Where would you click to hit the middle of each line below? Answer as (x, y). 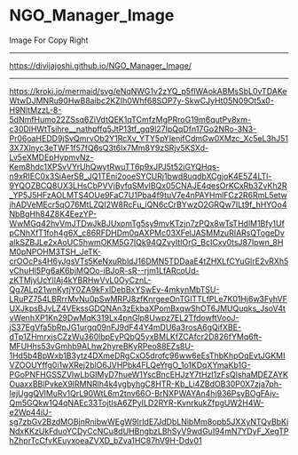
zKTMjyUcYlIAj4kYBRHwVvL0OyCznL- (80, 280)
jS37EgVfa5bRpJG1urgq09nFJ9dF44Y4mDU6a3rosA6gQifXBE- (125, 327)
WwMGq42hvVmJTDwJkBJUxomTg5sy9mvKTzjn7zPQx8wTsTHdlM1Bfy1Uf (147, 223)
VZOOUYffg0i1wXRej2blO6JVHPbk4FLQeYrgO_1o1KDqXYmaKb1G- (130, 364)
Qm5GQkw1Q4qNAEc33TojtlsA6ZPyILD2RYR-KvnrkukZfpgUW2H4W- (137, 403)
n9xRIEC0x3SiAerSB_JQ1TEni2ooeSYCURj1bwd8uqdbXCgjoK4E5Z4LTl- (141, 176)
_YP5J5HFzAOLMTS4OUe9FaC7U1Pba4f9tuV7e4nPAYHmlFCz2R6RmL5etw (149, 195)
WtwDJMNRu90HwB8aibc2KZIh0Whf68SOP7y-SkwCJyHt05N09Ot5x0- (142, 100)
